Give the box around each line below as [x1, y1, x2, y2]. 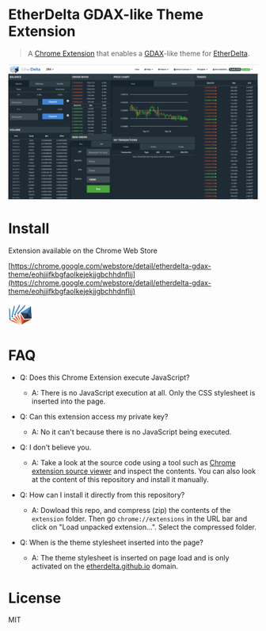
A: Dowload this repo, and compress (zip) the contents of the [31, 505, 231, 514]
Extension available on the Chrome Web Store [8, 246, 158, 255]
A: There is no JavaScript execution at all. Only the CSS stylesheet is [31, 388, 256, 397]
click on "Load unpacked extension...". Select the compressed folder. [31, 522, 257, 532]
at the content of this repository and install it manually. [31, 474, 209, 484]
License [8, 589, 62, 607]
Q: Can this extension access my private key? [19, 411, 169, 421]
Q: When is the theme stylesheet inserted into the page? [19, 537, 203, 547]
